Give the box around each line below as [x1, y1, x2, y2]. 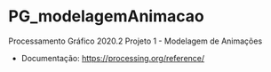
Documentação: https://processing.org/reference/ [20, 52, 205, 63]
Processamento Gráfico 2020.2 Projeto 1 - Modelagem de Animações [8, 36, 263, 46]
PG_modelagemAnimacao [8, 6, 205, 27]
